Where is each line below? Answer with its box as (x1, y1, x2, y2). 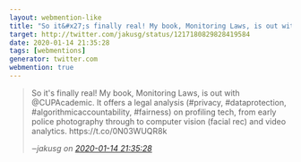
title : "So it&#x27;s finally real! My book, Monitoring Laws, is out (9, 21, 279, 30)
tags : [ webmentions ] (9, 47, 87, 55)
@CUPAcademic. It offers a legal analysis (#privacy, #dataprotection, (30, 97, 287, 107)
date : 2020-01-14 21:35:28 (9, 38, 110, 47)
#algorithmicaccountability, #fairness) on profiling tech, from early (30, 107, 277, 117)
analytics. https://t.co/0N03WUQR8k (30, 125, 168, 136)
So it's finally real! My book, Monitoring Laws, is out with (30, 87, 240, 98)
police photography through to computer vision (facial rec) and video (30, 115, 287, 126)
